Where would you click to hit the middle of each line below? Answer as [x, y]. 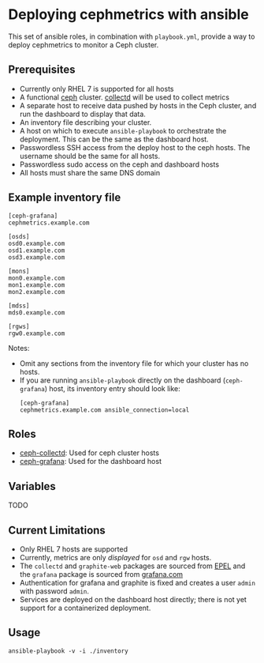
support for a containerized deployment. [85, 608]
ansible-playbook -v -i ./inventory [68, 651]
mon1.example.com [37, 285]
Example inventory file [65, 198]
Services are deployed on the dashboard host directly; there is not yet [133, 599]
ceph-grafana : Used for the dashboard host [90, 461]
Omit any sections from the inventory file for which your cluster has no [134, 363]
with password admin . [54, 591]
